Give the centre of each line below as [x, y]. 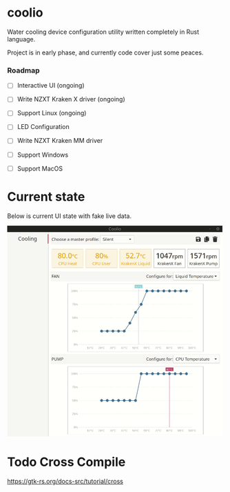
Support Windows [43, 155]
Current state [46, 196]
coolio [25, 13]
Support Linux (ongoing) [52, 113]
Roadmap [23, 70]
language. [21, 39]
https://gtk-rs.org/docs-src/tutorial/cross [65, 481]
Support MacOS [40, 168]
